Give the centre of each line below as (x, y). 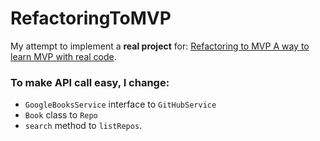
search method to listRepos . (83, 126)
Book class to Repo (61, 115)
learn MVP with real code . (63, 56)
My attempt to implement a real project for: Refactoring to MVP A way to (160, 46)
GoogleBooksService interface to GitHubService (120, 104)
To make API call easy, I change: (90, 82)
